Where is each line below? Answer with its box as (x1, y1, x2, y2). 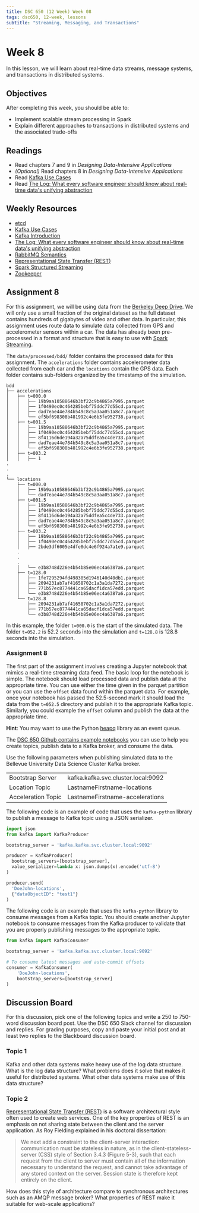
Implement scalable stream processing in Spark (14, 116, 132, 123)
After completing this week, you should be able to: (6, 104, 129, 112)
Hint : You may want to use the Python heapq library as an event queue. (6, 724, 181, 731)
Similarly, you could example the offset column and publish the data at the (6, 707, 189, 714)
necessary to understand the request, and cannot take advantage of (20, 1164, 188, 1171)
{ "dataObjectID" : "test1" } (11, 891, 78, 897)
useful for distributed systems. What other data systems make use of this (6, 1073, 185, 1081)
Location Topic (9, 783, 50, 791)
